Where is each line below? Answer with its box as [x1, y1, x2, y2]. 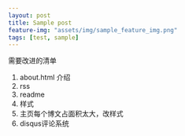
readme [19, 90, 45, 99]
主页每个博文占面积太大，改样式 [19, 109, 124, 119]
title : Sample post [8, 19, 72, 27]
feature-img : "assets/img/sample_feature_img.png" [8, 26, 178, 34]
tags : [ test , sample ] [8, 33, 80, 42]
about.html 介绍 [19, 72, 71, 83]
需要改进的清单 [8, 56, 57, 65]
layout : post [8, 11, 51, 20]
